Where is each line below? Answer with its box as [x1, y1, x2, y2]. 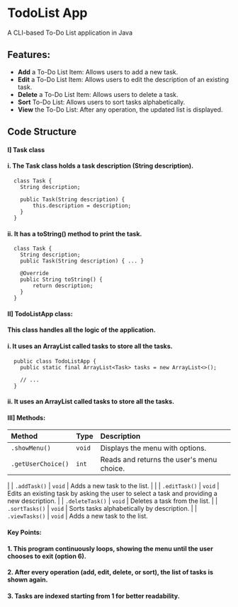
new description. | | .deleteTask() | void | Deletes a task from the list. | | [7, 497, 218, 505]
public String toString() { [20, 276, 103, 284]
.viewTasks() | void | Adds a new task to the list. [7, 511, 149, 521]
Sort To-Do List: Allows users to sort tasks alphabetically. [17, 98, 186, 106]
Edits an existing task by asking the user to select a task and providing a [7, 490, 217, 498]
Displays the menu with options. [100, 444, 207, 453]
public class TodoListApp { [13, 357, 97, 365]
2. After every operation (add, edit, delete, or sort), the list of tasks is [7, 568, 214, 577]
